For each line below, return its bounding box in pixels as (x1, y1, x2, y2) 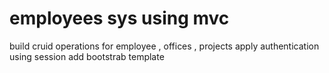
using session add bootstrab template (9, 50, 165, 62)
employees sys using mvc (9, 7, 230, 30)
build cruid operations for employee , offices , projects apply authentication (9, 40, 320, 52)
